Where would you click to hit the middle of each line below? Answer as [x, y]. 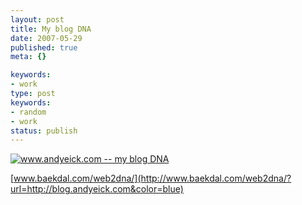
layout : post [37, 19]
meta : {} [28, 57]
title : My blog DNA [51, 29]
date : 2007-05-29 [46, 38]
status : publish [44, 131]
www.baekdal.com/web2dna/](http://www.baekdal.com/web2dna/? [152, 178]
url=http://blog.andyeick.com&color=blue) [97, 189]
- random [28, 112]
